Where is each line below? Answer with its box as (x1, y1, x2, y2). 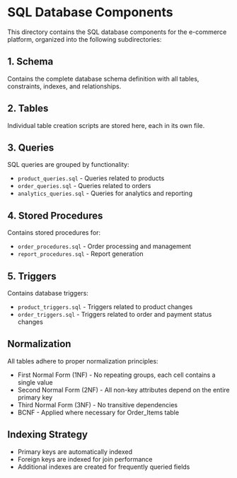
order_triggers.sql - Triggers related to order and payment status (17, 310, 212, 318)
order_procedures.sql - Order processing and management (17, 242, 192, 251)
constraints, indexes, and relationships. (7, 82, 122, 91)
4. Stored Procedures (7, 209, 103, 221)
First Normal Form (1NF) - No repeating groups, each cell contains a (17, 371, 216, 379)
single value (17, 378, 53, 386)
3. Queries (7, 141, 54, 153)
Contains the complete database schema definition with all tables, (7, 74, 200, 83)
